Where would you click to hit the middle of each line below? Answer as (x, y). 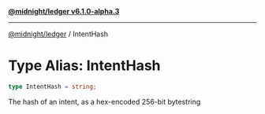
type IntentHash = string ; (52, 86)
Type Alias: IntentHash (84, 66)
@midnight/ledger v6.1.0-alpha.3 (64, 11)
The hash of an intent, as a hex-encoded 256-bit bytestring (105, 101)
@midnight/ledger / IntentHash (58, 34)
